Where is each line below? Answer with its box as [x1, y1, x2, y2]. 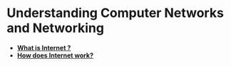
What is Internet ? [16, 43, 71, 52]
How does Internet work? [16, 51, 94, 60]
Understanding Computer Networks [6, 5, 224, 21]
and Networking [6, 20, 105, 36]
